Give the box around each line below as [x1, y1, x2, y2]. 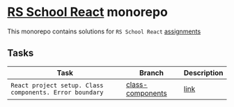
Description [183, 67, 224, 77]
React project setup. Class [10, 81, 104, 89]
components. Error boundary [10, 88, 104, 96]
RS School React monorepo [7, 4, 169, 20]
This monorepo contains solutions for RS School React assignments [7, 27, 201, 35]
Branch [139, 67, 164, 77]
